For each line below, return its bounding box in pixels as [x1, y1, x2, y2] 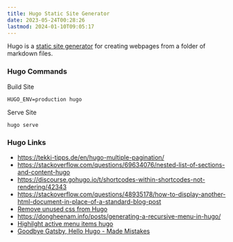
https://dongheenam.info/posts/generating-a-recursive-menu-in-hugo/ [17, 212, 221, 221]
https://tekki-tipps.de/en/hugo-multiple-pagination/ [17, 153, 164, 162]
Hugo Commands [7, 67, 67, 76]
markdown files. [7, 49, 53, 58]
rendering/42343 [17, 182, 67, 191]
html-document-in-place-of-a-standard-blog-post [17, 197, 162, 205]
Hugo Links [7, 137, 46, 147]
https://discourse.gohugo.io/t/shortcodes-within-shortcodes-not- [17, 175, 206, 184]
